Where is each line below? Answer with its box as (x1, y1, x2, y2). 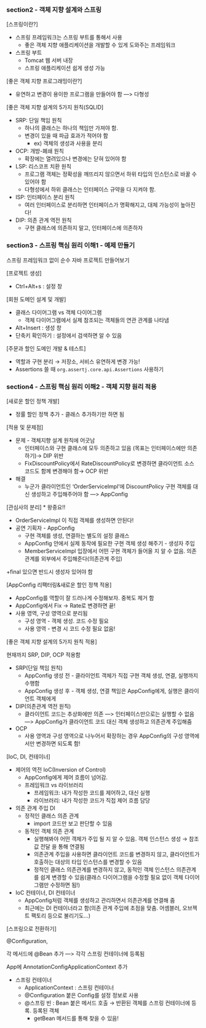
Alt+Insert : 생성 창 (15, 324, 61, 331)
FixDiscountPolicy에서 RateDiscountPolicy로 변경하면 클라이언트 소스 (24, 459, 195, 467)
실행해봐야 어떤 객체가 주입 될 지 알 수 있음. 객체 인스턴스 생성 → (33, 835, 188, 842)
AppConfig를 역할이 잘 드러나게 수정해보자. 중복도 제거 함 (15, 594, 154, 601)
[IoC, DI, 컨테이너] (6, 753, 50, 760)
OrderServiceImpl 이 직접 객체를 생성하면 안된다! (15, 516, 134, 524)
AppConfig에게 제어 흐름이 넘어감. (24, 773, 108, 781)
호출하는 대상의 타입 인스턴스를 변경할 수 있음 (33, 858, 143, 865)
